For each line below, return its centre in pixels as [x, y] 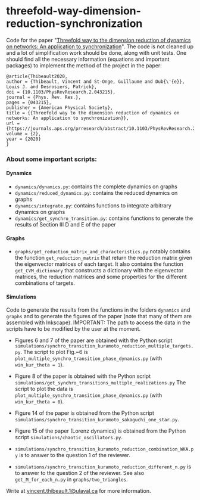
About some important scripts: [51, 159]
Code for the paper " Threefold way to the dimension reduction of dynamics [99, 40]
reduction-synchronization [74, 24]
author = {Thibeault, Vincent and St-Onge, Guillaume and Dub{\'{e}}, [96, 82]
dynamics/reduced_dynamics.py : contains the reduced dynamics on [96, 193]
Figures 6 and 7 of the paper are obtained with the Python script [93, 340]
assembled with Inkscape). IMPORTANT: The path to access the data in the [98, 322]
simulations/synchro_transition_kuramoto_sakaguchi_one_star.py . [97, 420]
